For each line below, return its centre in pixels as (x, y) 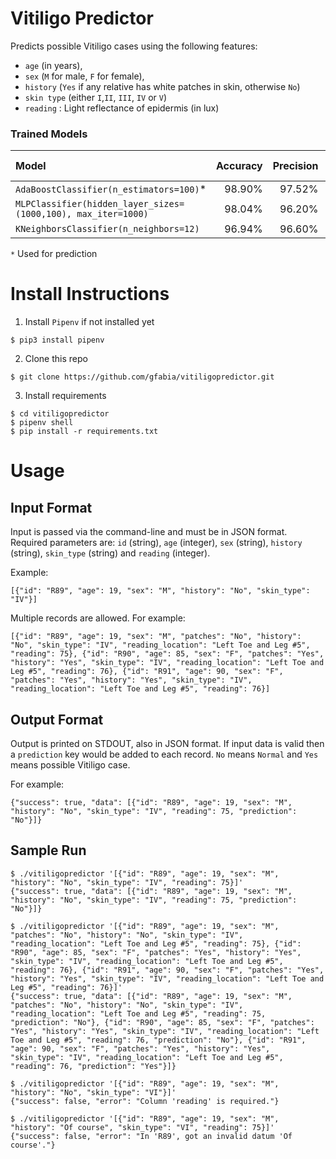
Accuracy (239, 166)
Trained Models (49, 134)
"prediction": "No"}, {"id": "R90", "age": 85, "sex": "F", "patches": (162, 1022)
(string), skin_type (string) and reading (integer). (110, 553)
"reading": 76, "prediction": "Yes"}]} (93, 1066)
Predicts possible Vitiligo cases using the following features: (134, 46)
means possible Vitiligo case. (70, 764)
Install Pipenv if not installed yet (89, 322)
